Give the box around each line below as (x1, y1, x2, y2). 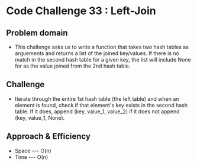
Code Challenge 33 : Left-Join (6, 4, 157, 18)
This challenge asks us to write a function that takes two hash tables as (14, 43, 189, 50)
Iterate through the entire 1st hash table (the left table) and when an (14, 95, 179, 102)
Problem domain (6, 28, 68, 38)
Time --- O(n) (14, 153, 49, 161)
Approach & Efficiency (6, 132, 91, 142)
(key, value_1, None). (14, 114, 65, 121)
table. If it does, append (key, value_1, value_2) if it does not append (14, 108, 180, 115)
